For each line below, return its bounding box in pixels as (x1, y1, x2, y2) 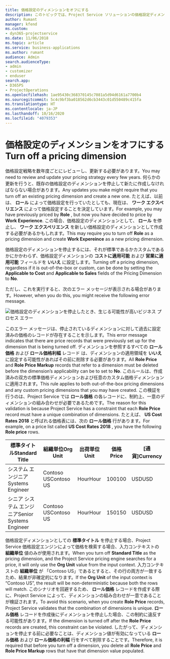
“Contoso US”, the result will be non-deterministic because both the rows (5, 580, 158, 586)
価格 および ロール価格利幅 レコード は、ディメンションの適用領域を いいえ (5, 350, 162, 356)
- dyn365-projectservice (5, 31, 58, 36)
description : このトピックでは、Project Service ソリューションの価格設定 (5, 12, 150, 17)
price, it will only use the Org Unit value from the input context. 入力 (5, 561, 147, 568)
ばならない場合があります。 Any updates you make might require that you (5, 187, 158, 193)
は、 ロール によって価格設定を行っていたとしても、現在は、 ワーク (5, 199, 146, 205)
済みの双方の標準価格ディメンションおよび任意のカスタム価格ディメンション (5, 374, 164, 380)
